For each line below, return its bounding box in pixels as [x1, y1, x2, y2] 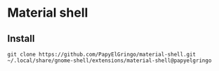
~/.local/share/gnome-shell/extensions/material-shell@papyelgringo [7, 57, 212, 64]
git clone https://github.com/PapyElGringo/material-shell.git [7, 51, 197, 58]
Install [7, 33, 35, 45]
